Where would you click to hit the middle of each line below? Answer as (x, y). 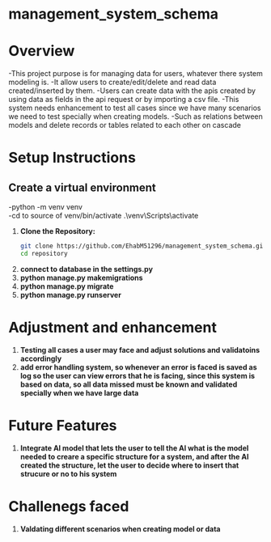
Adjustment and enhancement (112, 328)
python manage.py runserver (70, 294)
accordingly (41, 358)
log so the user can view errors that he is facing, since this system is (138, 375)
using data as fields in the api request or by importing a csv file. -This (124, 100)
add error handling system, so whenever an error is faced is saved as (138, 367)
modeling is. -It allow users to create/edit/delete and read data (112, 83)
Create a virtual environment (82, 187)
